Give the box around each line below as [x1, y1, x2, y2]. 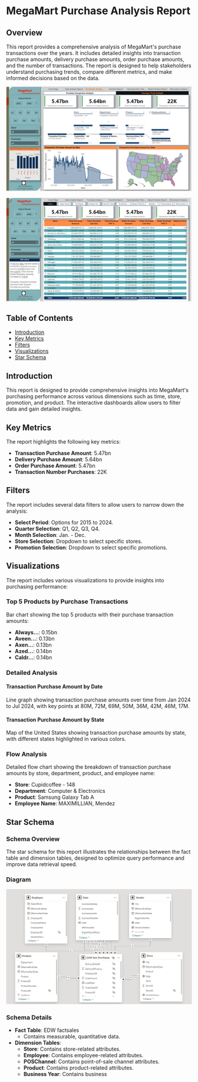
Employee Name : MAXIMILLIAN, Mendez [14, 800, 115, 807]
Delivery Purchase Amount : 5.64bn [14, 455, 103, 463]
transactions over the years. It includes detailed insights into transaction [6, 50, 181, 57]
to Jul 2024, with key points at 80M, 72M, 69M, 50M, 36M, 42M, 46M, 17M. [6, 702, 190, 709]
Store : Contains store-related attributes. [23, 1045, 121, 1053]
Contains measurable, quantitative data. [23, 1033, 121, 1040]
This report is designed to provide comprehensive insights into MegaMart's [6, 386, 189, 394]
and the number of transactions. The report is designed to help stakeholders [6, 62, 192, 69]
